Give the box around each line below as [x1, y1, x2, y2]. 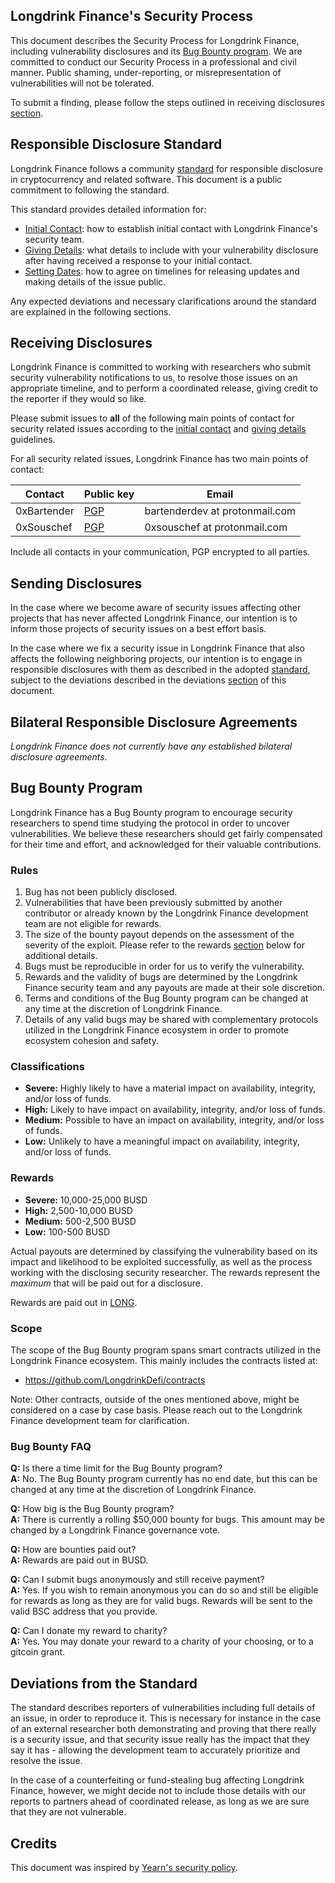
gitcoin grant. [10, 1646, 66, 1658]
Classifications [10, 1060, 85, 1074]
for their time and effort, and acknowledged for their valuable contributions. [10, 838, 322, 850]
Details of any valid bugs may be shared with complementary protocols [24, 1014, 319, 1026]
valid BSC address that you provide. [10, 1605, 158, 1618]
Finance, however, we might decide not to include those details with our [10, 1785, 307, 1797]
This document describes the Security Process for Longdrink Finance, [10, 34, 300, 46]
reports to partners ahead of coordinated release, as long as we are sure [10, 1795, 310, 1808]
